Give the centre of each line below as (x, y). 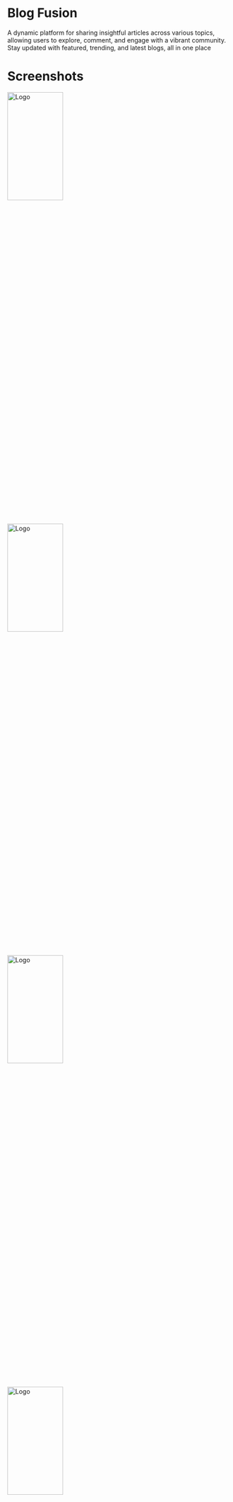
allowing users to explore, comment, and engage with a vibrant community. (116, 40)
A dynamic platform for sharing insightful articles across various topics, (111, 33)
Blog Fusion (42, 13)
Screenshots (46, 76)
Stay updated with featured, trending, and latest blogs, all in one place (109, 47)
